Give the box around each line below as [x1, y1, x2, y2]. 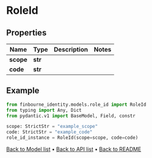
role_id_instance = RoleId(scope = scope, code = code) [6, 135, 138, 141]
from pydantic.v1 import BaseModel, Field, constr [6, 112, 136, 119]
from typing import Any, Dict [6, 107, 82, 113]
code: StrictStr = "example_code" [6, 129, 93, 135]
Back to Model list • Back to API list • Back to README [6, 145, 141, 153]
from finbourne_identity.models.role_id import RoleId [6, 102, 147, 108]
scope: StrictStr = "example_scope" [6, 124, 98, 130]
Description [53, 46, 88, 53]
